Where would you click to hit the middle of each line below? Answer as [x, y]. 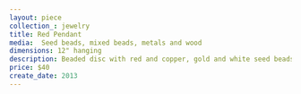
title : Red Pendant [46, 34]
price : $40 [30, 68]
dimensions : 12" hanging [56, 51]
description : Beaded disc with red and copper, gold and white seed [140, 59]
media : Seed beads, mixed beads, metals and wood [106, 43]
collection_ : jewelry [50, 26]
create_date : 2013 [43, 76]
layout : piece [36, 17]
